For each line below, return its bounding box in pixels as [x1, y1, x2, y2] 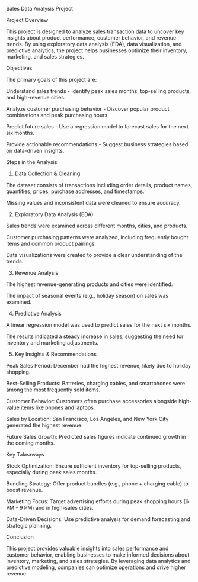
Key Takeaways [6, 451, 44, 458]
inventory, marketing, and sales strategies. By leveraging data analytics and [6, 558, 191, 564]
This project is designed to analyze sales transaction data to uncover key [6, 28, 184, 35]
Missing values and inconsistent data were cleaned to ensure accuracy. [6, 200, 181, 206]
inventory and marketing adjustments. [6, 339, 99, 346]
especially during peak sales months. [6, 469, 97, 475]
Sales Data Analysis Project [6, 5, 73, 12]
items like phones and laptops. [20, 404, 95, 411]
